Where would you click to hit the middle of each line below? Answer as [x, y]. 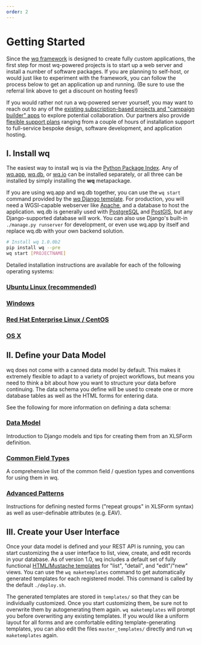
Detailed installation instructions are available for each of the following [94, 265]
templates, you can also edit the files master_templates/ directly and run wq [99, 629]
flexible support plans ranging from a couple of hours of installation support [101, 122]
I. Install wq [28, 153]
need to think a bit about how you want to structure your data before [91, 383]
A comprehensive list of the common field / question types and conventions [101, 472]
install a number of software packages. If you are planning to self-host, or [98, 71]
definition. [19, 442]
